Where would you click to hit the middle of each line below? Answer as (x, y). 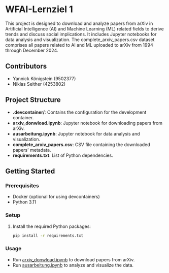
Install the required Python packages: (52, 226)
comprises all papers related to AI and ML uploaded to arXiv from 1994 (79, 45)
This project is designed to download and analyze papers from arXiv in (79, 23)
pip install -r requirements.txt (48, 235)
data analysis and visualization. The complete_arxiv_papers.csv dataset (80, 40)
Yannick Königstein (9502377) (44, 78)
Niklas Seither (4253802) (39, 84)
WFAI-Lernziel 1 (39, 9)
